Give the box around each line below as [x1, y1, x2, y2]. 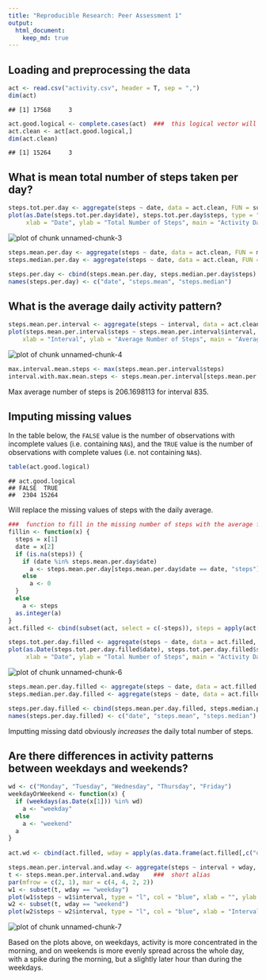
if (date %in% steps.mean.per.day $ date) [22, 558, 158, 565]
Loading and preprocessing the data [8, 63, 191, 76]
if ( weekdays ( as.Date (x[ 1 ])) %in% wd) [15, 797, 144, 806]
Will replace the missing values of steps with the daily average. [8, 505, 214, 515]
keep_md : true [22, 33, 69, 42]
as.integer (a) [15, 609, 62, 617]
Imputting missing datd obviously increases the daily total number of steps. [8, 726, 253, 735]
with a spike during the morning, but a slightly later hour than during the [8, 955, 242, 964]
